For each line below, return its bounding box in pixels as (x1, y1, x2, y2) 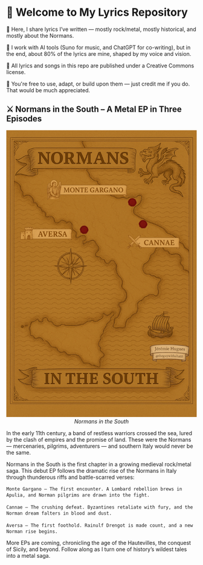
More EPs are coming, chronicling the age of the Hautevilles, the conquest (6, 540, 192, 547)
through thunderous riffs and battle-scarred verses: (6, 473, 135, 481)
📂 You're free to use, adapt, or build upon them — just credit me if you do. (6, 80, 190, 87)
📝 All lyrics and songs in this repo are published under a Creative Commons (6, 62, 195, 69)
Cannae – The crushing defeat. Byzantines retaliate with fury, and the (6, 504, 193, 510)
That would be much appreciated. (6, 86, 91, 93)
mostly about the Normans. (6, 32, 74, 39)
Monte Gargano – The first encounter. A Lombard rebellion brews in (6, 486, 182, 492)
